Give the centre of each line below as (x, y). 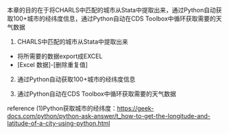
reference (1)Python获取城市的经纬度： (62, 108)
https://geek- (135, 108)
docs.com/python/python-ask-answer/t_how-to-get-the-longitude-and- (109, 116)
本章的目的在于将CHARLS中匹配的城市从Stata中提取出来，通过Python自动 (111, 10)
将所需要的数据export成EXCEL (60, 56)
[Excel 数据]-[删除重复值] (52, 65)
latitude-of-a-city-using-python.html (59, 123)
